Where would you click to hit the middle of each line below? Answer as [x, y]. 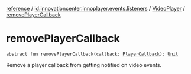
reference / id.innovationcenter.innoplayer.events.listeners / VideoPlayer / [96, 9]
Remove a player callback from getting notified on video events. [84, 65]
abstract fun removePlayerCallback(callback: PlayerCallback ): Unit [92, 54]
